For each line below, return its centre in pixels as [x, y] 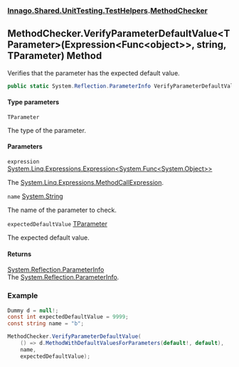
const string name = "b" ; [46, 324]
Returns [20, 254]
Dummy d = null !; [33, 310]
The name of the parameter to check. [62, 210]
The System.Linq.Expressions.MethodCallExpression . [86, 183]
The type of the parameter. [47, 130]
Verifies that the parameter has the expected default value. [94, 73]
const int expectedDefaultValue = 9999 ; [68, 317]
